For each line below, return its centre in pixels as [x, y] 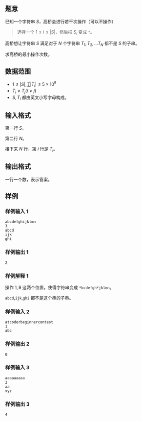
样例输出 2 [17, 344]
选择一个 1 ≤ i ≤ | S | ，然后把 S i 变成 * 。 [56, 32]
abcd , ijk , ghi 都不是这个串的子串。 [39, 298]
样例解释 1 [17, 276]
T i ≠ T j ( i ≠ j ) [24, 91]
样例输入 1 [17, 211]
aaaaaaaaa [15, 378]
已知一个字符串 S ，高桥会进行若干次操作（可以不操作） [61, 22]
